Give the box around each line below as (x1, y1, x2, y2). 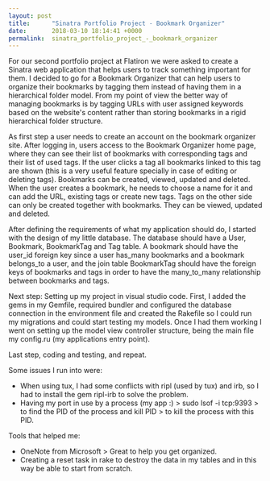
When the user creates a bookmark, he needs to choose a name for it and (8, 183, 254, 193)
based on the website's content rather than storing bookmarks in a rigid (8, 108, 247, 118)
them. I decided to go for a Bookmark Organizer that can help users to (8, 73, 241, 83)
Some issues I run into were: (8, 366, 103, 375)
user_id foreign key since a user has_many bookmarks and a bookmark (8, 251, 245, 260)
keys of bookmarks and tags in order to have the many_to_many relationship (8, 267, 261, 277)
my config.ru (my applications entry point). (8, 334, 151, 344)
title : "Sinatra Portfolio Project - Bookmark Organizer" (8, 19, 226, 27)
